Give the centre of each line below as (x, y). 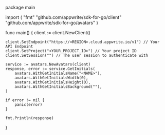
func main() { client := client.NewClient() (48, 32)
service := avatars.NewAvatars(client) (48, 64)
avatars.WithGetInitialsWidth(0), (51, 78)
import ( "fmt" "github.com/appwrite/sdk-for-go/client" (63, 17)
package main (20, 7)
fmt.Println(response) (30, 118)
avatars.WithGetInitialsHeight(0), (53, 82)
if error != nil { (25, 100)
